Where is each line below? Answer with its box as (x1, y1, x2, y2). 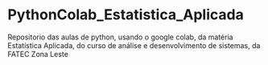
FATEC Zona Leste (7, 49, 69, 59)
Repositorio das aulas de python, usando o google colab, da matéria (7, 32, 234, 42)
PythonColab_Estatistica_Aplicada (7, 6, 245, 24)
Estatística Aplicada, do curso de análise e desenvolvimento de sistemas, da (7, 40, 261, 50)
